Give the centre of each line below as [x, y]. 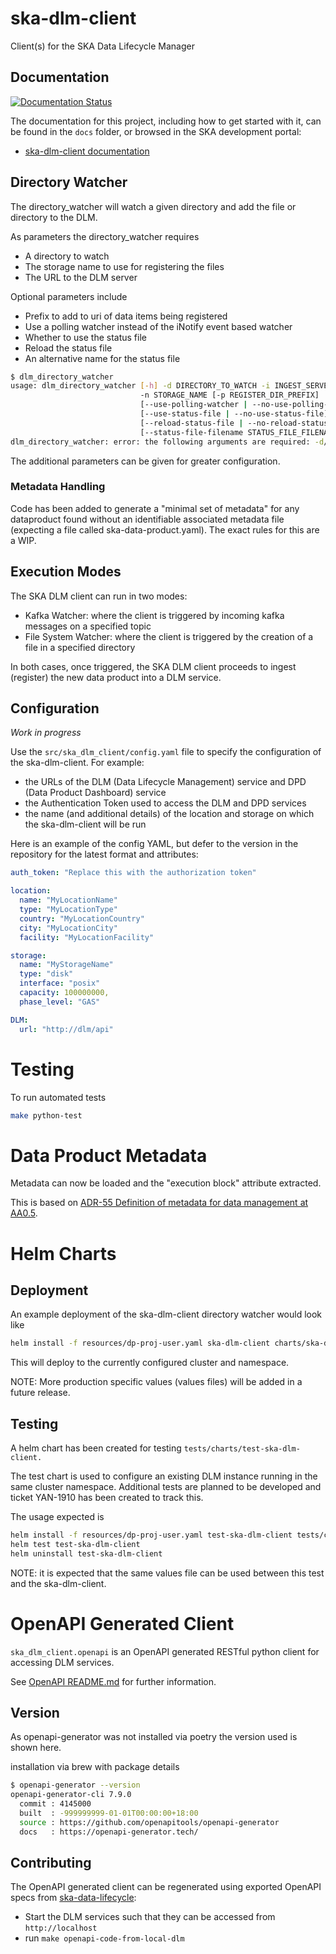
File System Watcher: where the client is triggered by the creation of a [169, 636]
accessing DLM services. [62, 1662]
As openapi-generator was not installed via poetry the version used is [154, 1737]
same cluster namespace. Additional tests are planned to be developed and [166, 1487]
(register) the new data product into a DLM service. [116, 677]
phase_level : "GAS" [60, 1002]
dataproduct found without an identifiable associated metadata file [147, 519]
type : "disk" [46, 974]
